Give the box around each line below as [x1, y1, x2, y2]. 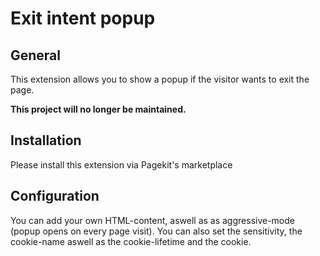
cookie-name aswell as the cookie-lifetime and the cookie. [10, 235, 252, 247]
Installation [10, 132, 82, 149]
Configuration [10, 188, 100, 205]
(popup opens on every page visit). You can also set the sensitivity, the [10, 225, 303, 237]
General [10, 47, 62, 64]
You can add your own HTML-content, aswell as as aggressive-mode [10, 214, 295, 226]
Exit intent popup [10, 7, 156, 30]
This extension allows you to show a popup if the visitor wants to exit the [10, 73, 310, 85]
